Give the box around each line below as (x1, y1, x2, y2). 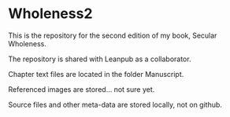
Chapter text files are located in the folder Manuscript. (8, 69, 184, 79)
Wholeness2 (8, 5, 93, 23)
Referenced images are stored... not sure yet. (8, 84, 155, 94)
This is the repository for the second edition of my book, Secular (8, 31, 217, 40)
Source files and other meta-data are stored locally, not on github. (8, 100, 223, 109)
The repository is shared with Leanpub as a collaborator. (8, 54, 191, 64)
